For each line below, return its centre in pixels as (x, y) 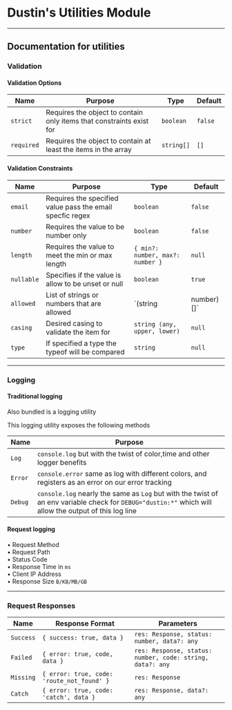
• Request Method (33, 544)
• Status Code (27, 559)
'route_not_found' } (76, 681)
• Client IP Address (35, 574)
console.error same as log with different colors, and (122, 473)
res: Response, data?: (172, 691)
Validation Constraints (40, 169)
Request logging (31, 529)
